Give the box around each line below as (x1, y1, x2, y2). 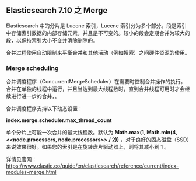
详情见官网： (6, 156, 37, 163)
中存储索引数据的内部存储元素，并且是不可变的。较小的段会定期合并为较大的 (6, 29, 190, 36)
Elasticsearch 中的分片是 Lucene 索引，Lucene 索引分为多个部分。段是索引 (6, 22, 187, 29)
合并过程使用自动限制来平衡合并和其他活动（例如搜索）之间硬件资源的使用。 (6, 49, 190, 56)
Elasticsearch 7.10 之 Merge (6, 5, 108, 16)
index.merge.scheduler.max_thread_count (6, 117, 112, 124)
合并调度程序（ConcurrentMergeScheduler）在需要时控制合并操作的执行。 (6, 78, 186, 85)
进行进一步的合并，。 (10, 93, 60, 100)
